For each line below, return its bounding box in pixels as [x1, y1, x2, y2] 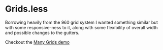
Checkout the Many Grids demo [5, 39, 70, 45]
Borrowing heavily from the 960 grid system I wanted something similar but [5, 19, 158, 25]
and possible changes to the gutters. [5, 30, 80, 35]
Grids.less [5, 3, 48, 15]
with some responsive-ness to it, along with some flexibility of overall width [5, 24, 158, 30]
